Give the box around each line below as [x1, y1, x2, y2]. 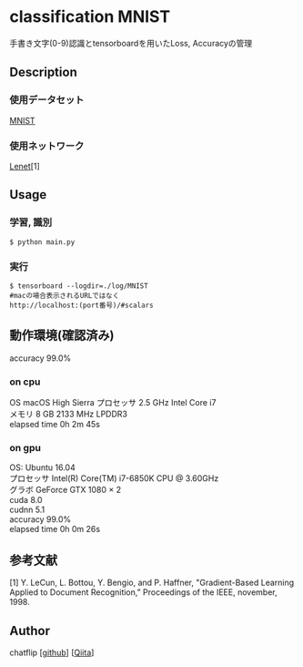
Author [9, 622, 50, 639]
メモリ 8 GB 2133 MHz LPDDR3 [9, 408, 127, 420]
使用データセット [9, 94, 85, 107]
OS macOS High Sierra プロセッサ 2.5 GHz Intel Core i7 [9, 397, 217, 408]
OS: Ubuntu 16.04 [9, 462, 76, 473]
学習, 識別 [9, 216, 53, 229]
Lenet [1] [9, 160, 41, 171]
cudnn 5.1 [9, 504, 45, 516]
